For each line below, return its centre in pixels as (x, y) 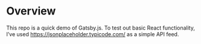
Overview (31, 11)
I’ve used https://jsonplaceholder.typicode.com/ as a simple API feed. (93, 34)
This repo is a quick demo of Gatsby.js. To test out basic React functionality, (101, 28)
